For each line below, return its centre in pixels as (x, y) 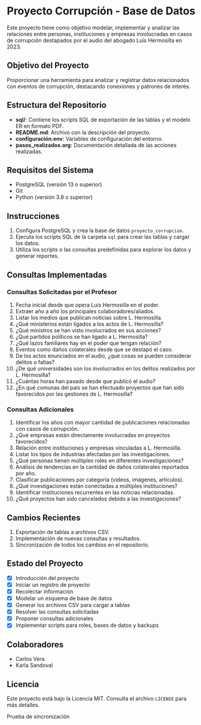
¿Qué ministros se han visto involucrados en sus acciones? (88, 330)
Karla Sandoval (34, 665)
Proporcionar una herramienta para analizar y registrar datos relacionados (98, 80)
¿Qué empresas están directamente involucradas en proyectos (93, 435)
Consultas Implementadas (57, 274)
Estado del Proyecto (45, 564)
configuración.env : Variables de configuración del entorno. (89, 138)
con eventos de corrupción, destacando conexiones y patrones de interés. (99, 86)
